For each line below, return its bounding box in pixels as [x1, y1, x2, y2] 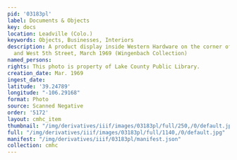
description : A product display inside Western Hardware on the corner [7, 43, 222, 50]
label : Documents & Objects [7, 17, 90, 24]
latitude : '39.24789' [7, 83, 71, 90]
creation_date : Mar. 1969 [7, 69, 83, 76]
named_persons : [7, 57, 52, 64]
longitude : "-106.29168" [7, 89, 80, 96]
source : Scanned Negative [7, 103, 83, 110]
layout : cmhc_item [7, 115, 61, 122]
